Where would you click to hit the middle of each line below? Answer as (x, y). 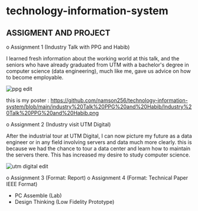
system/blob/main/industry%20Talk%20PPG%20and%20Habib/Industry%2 (99, 107)
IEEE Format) (22, 184)
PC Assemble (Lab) (38, 196)
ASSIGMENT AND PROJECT (58, 33)
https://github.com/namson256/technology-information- (119, 100)
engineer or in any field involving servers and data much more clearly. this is (99, 142)
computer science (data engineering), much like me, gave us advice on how (98, 71)
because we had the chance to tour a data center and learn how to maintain (98, 148)
